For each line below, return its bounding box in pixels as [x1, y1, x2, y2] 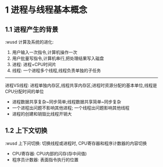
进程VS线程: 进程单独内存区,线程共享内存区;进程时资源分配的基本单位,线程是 [5, 83, 157, 88]
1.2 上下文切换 [5, 127, 48, 135]
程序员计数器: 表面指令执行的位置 [12, 156, 79, 163]
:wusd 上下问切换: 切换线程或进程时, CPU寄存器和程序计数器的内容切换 [5, 140, 147, 146]
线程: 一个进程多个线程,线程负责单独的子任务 [12, 67, 101, 73]
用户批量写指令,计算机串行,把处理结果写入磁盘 [12, 55, 104, 61]
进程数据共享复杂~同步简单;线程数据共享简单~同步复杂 [12, 99, 121, 104]
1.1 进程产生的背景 [5, 25, 59, 33]
